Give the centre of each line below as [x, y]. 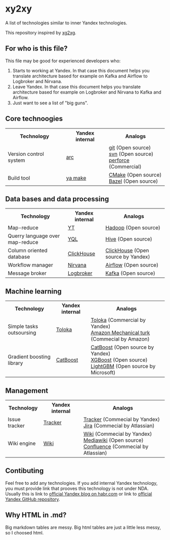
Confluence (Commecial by [116, 447]
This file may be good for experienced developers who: [63, 61]
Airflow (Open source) [132, 265]
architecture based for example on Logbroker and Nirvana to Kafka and [87, 92]
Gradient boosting [29, 357]
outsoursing [22, 333]
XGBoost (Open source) [119, 360]
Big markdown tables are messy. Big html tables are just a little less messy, [83, 527]
